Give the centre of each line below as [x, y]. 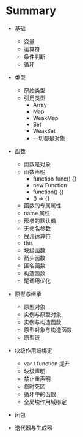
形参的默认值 [40, 220]
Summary [31, 11]
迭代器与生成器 [33, 428]
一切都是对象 [49, 138]
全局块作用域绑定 [45, 402]
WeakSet [44, 131]
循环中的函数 [40, 394]
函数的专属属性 [42, 205]
